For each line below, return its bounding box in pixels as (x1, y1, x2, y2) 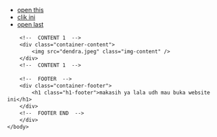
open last (16, 21, 44, 28)
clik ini (16, 13, 36, 21)
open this (16, 6, 44, 14)
